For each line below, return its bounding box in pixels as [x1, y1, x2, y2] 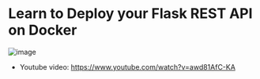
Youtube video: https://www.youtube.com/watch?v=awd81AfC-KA [19, 62, 236, 71]
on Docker [8, 21, 77, 39]
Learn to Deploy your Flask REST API [8, 5, 253, 23]
